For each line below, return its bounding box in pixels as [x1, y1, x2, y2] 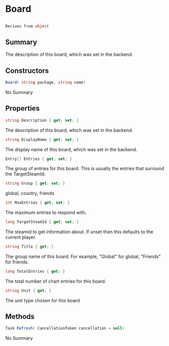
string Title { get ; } [5, 244, 54, 249]
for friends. [5, 259, 29, 265]
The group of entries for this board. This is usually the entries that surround [5, 166, 164, 172]
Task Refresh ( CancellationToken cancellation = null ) [5, 326, 125, 331]
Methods [5, 312, 35, 321]
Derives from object [5, 24, 50, 29]
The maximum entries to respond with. [5, 209, 87, 216]
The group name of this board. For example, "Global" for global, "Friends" [5, 253, 161, 260]
